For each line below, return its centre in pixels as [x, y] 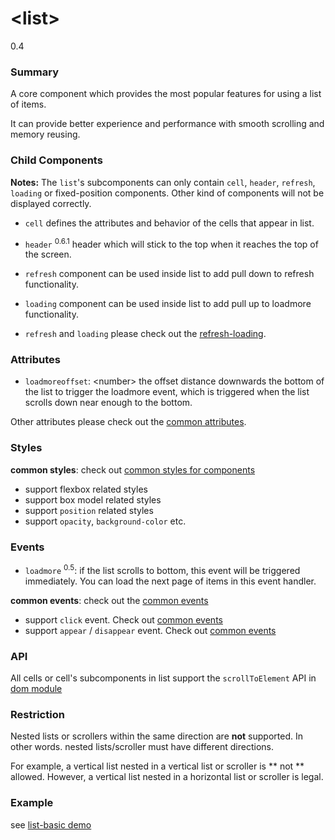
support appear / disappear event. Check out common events [150, 630]
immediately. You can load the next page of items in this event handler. [170, 581]
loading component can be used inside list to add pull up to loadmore [168, 304]
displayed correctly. [51, 203]
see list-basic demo [51, 824]
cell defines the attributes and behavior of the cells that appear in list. [169, 223]
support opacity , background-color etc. [105, 521]
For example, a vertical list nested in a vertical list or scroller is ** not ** [157, 766]
